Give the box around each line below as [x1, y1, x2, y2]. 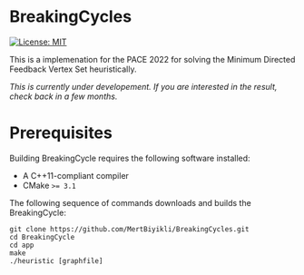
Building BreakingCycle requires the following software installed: [9, 152, 251, 163]
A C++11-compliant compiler [22, 170, 130, 181]
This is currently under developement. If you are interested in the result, [9, 81, 278, 92]
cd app [9, 241, 34, 250]
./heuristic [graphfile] [9, 256, 103, 265]
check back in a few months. [9, 91, 118, 102]
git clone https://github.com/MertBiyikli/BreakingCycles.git [9, 224, 250, 233]
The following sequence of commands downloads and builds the [9, 197, 251, 208]
